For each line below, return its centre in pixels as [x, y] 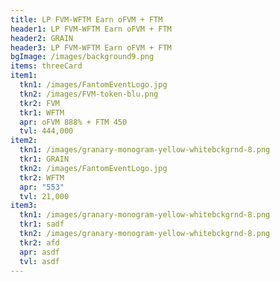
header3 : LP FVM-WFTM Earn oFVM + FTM [91, 47]
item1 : [24, 76]
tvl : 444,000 [46, 131]
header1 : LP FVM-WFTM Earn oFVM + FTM [91, 29]
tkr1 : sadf [42, 224]
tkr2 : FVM [39, 103]
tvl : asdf [39, 261]
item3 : [24, 206]
